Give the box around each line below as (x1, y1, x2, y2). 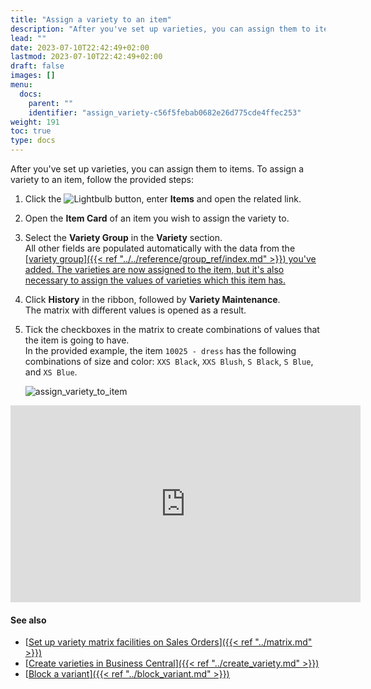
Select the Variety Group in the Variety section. (24, 232, 223, 243)
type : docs (10, 136, 56, 146)
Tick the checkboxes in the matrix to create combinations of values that (24, 324, 320, 335)
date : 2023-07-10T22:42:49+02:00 (10, 42, 150, 53)
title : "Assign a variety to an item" (10, 14, 172, 25)
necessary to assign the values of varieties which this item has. (24, 274, 286, 286)
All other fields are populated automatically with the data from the (24, 242, 296, 254)
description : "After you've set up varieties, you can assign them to (10, 24, 311, 34)
